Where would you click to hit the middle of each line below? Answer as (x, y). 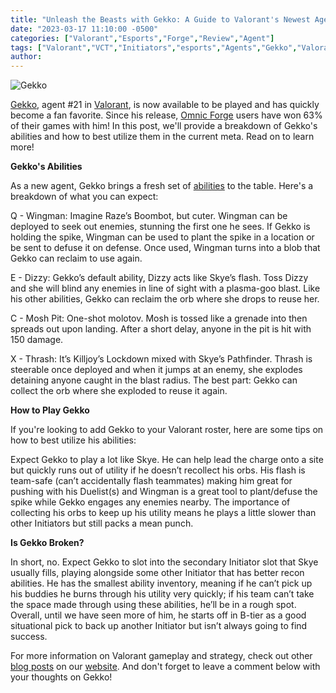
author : (26, 57)
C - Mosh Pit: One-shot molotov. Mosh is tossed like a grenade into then (159, 318)
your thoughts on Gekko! (61, 677)
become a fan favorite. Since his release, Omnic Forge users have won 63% (166, 115)
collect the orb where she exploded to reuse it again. (119, 391)
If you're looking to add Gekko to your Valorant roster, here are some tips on (167, 430)
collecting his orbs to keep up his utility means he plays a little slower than (163, 513)
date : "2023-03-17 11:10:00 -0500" (84, 29)
